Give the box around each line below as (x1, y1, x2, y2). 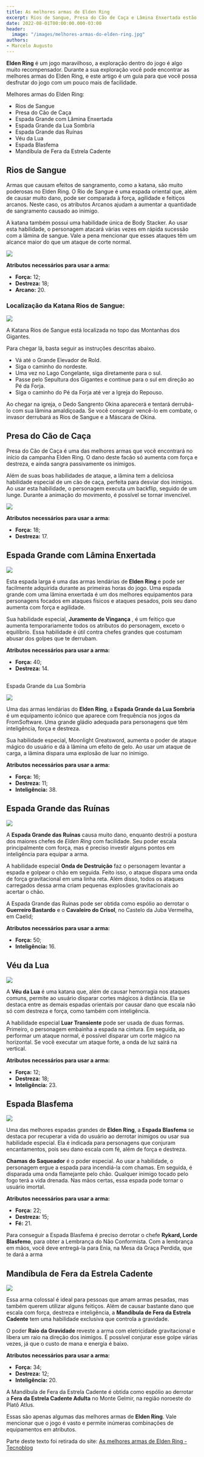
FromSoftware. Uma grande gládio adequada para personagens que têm (6, 718, 188, 725)
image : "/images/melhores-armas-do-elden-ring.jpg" (12, 32, 146, 38)
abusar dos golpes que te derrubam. (6, 634, 98, 642)
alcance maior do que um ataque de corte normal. (6, 238, 132, 245)
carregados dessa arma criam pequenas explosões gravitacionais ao (6, 882, 179, 889)
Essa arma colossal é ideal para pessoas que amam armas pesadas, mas (6, 1296, 189, 1303)
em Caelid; (6, 913, 33, 920)
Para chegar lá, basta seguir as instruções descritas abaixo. (6, 345, 156, 352)
